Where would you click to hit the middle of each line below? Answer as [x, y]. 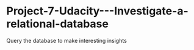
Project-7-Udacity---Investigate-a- [97, 11]
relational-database [57, 24]
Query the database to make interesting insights [66, 40]
